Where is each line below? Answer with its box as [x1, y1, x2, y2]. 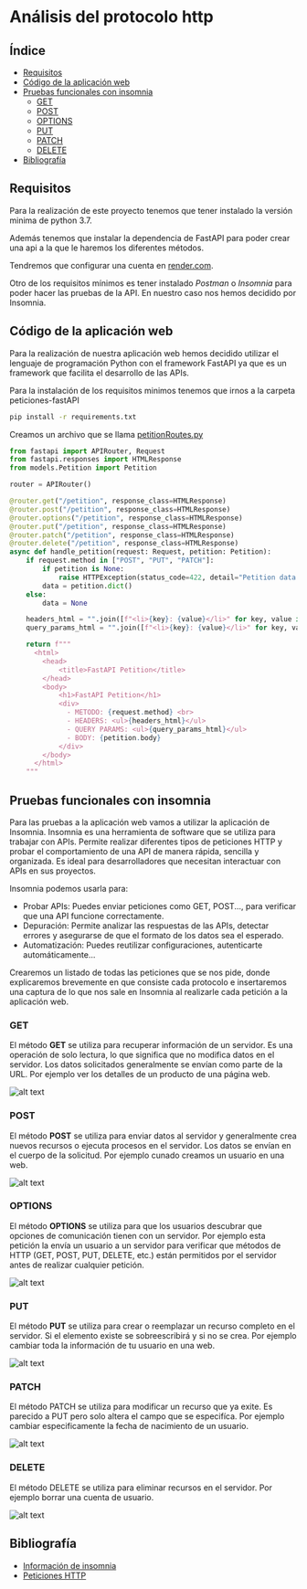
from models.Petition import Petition [9, 463, 157, 472]
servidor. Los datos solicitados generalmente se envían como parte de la [9, 1059, 283, 1070]
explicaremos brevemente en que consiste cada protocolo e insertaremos [9, 976, 288, 988]
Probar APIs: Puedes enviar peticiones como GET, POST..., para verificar [22, 900, 297, 911]
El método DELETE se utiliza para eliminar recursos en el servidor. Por [9, 1482, 272, 1493]
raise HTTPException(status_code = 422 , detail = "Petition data [58, 573, 297, 582]
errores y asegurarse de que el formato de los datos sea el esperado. [22, 929, 284, 940]
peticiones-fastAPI [9, 395, 79, 406]
